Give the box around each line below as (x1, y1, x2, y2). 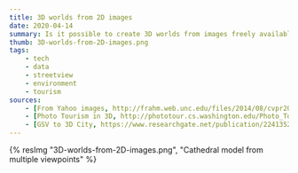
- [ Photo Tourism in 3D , (25, 112, 117, 121)
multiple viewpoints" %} (9, 154, 98, 164)
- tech (25, 54, 50, 63)
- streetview (25, 71, 74, 80)
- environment (25, 79, 77, 88)
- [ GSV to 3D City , (25, 121, 98, 130)
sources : (9, 95, 42, 105)
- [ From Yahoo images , (25, 104, 109, 113)
